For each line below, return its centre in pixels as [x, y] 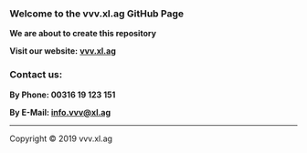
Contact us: [36, 75]
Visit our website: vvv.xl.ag [63, 51]
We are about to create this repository [83, 34]
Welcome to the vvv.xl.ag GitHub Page [97, 14]
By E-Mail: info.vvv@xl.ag [60, 112]
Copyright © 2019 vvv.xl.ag [61, 138]
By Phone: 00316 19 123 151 [63, 95]
